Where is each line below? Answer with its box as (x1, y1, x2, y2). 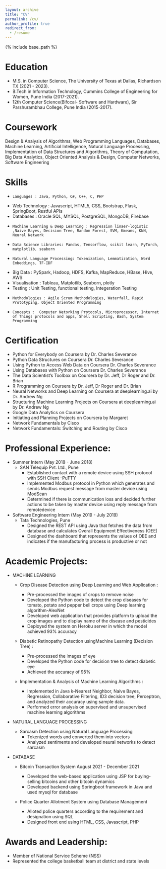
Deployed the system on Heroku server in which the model (27, 623, 147, 629)
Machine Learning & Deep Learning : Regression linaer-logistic (12, 224, 148, 229)
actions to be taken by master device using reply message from (27, 501, 157, 507)
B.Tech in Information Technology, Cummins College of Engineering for (12, 88, 158, 94)
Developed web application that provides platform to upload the (27, 612, 158, 618)
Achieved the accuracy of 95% (27, 669, 91, 675)
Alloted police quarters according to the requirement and (27, 808, 143, 814)
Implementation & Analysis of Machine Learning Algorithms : (19, 678, 144, 684)
